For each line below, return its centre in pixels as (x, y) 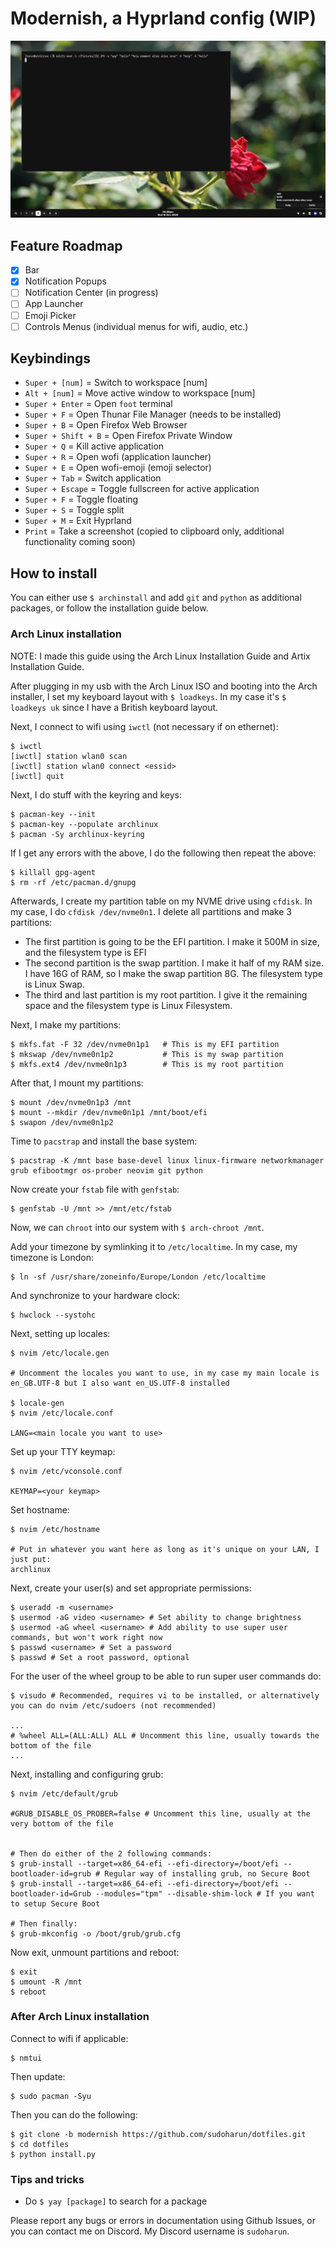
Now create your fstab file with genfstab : (95, 1189)
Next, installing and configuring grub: (87, 1774)
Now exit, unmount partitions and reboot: (95, 1952)
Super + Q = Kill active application (94, 446)
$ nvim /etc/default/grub (64, 1793)
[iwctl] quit (37, 776)
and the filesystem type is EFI (85, 952)
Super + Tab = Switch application (93, 478)
